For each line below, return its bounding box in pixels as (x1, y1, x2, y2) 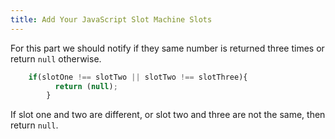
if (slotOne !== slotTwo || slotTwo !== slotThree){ (28, 72, 248, 82)
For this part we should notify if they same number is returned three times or (10, 42, 325, 54)
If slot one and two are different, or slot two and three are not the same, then (10, 109, 326, 121)
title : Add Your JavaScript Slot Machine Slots (10, 14, 213, 25)
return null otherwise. (10, 52, 102, 65)
